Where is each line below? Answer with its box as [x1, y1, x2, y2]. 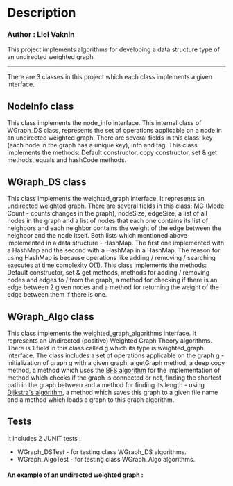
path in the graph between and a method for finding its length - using [7, 380, 205, 389]
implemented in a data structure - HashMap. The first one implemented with [7, 238, 224, 248]
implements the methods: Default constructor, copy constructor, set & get [7, 148, 217, 157]
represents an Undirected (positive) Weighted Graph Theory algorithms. [7, 336, 213, 345]
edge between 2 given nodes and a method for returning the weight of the [7, 283, 220, 291]
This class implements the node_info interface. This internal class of [7, 119, 202, 127]
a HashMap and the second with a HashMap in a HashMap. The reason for [7, 246, 221, 254]
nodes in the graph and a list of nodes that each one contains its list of [7, 217, 209, 225]
